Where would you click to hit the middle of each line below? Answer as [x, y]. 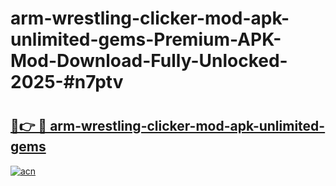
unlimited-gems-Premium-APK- [146, 39]
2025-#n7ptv [67, 82]
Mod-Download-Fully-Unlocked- [149, 61]
